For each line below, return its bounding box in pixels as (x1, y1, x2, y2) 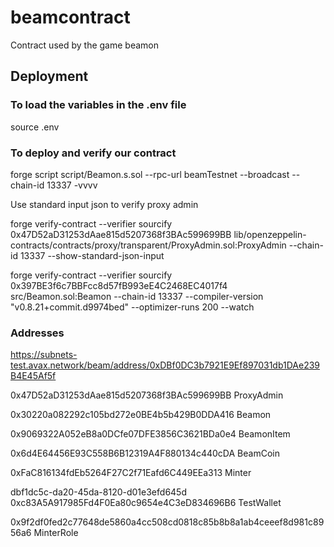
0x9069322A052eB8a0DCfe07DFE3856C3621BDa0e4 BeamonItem (10, 428, 291, 440)
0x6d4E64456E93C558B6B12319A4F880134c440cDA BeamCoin (10, 447, 280, 460)
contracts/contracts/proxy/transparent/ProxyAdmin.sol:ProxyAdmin (10, 239, 287, 251)
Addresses (10, 326, 65, 340)
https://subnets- (10, 349, 78, 361)
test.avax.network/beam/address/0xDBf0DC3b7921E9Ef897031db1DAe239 (10, 359, 321, 371)
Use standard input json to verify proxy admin (10, 198, 199, 210)
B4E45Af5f (10, 370, 57, 382)
